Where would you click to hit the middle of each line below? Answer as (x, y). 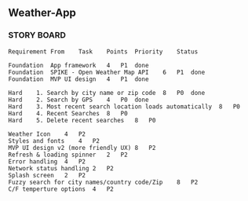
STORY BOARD (37, 35)
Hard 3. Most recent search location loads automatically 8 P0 (124, 106)
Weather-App (42, 13)
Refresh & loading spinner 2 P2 (68, 155)
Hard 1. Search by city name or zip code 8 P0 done (107, 93)
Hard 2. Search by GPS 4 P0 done (78, 100)
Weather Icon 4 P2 (47, 134)
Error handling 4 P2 (47, 161)
